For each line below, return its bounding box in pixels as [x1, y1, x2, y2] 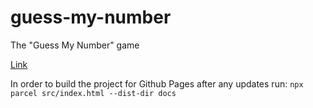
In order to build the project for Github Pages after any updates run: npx [10, 77, 304, 90]
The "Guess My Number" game [10, 39, 140, 51]
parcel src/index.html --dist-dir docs [10, 88, 177, 98]
